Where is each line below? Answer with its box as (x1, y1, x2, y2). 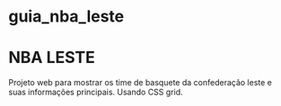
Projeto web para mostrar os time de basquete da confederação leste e (8, 77, 273, 88)
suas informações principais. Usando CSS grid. (8, 87, 183, 98)
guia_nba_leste (8, 6, 125, 27)
